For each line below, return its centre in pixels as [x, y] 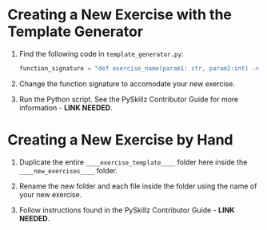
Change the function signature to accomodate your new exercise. [127, 83]
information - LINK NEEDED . [66, 107]
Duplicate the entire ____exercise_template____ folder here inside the [133, 162]
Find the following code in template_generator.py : [101, 54]
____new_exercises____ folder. [68, 170]
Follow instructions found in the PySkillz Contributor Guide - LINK [127, 210]
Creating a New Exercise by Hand [120, 140]
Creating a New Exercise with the [120, 15]
